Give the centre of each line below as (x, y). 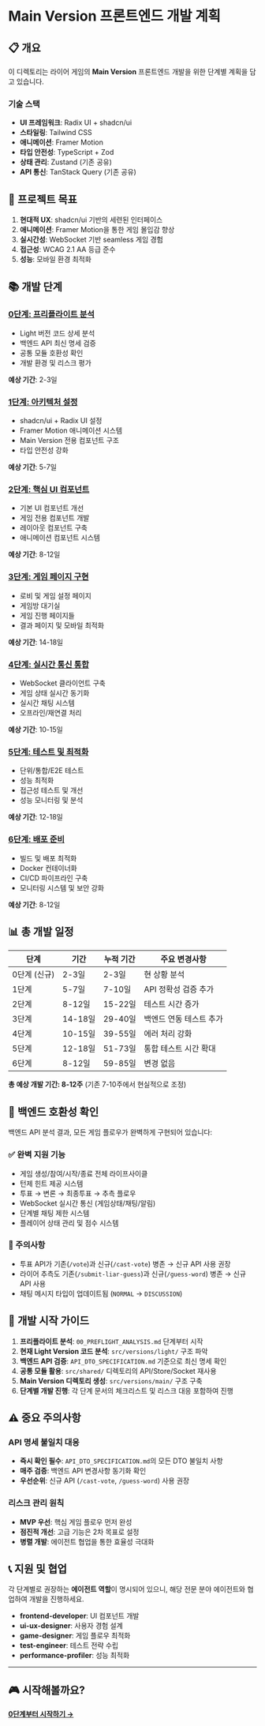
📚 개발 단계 (35, 286)
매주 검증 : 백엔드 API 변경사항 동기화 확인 (83, 1471)
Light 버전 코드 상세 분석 (57, 333)
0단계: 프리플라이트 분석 (51, 314)
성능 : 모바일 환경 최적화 (56, 259)
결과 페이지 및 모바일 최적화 (62, 625)
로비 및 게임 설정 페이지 (56, 595)
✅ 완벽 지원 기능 (37, 1155)
